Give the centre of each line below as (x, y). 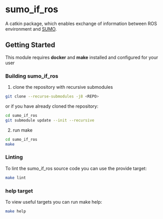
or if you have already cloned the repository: (52, 106)
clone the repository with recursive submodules (63, 87)
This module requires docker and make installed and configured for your (82, 57)
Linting (14, 157)
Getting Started (30, 45)
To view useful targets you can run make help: (54, 202)
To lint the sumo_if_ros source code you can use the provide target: (76, 168)
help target (19, 191)
